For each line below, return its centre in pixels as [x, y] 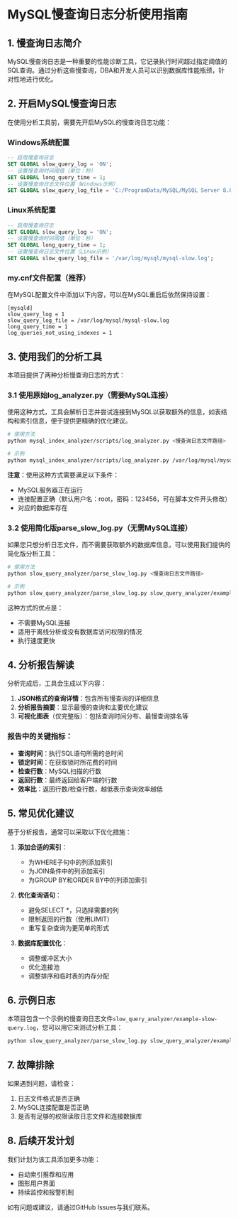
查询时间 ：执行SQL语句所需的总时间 [70, 753]
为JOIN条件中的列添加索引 [67, 871]
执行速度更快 [36, 640]
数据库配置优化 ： [42, 943]
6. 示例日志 [32, 1000]
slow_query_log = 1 [36, 314]
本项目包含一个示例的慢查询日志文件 [60, 1019]
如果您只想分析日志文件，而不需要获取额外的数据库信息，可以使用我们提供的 [119, 545]
